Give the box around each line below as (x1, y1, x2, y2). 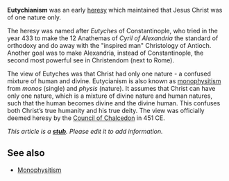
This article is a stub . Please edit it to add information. (7, 128, 163, 135)
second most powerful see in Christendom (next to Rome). (7, 56, 175, 64)
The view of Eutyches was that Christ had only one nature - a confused (7, 69, 212, 78)
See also (7, 147, 45, 159)
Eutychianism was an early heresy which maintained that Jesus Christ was (7, 6, 223, 14)
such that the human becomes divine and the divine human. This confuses (7, 99, 221, 107)
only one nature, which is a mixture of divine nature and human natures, (7, 92, 213, 100)
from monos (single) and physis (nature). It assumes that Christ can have (7, 85, 216, 92)
